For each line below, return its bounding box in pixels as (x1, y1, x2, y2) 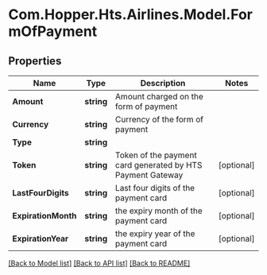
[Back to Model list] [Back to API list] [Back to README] (8, 258, 191, 268)
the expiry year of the (114, 228, 195, 239)
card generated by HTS (114, 160, 203, 170)
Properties (8, 54, 62, 68)
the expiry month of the (114, 205, 203, 216)
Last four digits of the (114, 183, 195, 193)
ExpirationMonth (12, 211, 77, 221)
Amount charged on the (114, 91, 204, 102)
